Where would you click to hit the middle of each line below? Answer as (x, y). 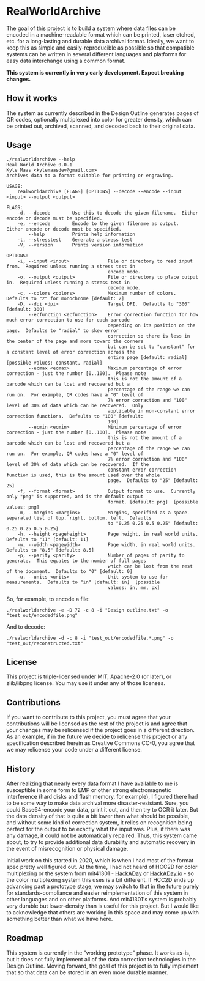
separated (19, 518)
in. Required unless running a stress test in (68, 283)
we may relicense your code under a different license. (74, 750)
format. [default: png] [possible (153, 502)
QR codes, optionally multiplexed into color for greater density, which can (99, 119)
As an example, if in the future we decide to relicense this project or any (97, 737)
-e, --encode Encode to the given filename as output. (98, 224)
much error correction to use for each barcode (68, 320)
